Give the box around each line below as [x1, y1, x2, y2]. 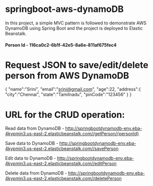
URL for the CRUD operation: [5, 109, 125, 120]
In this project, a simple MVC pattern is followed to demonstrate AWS [5, 20, 147, 26]
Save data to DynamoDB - [5, 140, 59, 146]
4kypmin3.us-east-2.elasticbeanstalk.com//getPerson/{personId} [5, 131, 139, 137]
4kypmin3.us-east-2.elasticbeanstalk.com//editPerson [5, 161, 117, 167]
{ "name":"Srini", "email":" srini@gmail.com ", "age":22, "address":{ [5, 86, 141, 93]
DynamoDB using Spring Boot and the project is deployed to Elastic [5, 25, 143, 31]
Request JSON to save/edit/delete [5, 59, 149, 71]
